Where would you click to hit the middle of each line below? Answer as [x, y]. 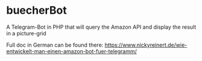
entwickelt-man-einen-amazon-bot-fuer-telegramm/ [72, 51]
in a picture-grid [26, 33]
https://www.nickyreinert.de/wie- [146, 45]
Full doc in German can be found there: [55, 45]
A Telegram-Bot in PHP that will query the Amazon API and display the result [101, 27]
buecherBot [37, 10]
